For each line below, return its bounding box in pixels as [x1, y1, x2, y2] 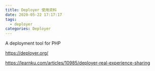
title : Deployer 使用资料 [5, 7, 57, 13]
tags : [5, 17, 17, 22]
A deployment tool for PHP [5, 40, 61, 46]
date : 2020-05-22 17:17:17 [5, 12, 62, 17]
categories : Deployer [5, 26, 51, 31]
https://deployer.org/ [5, 50, 49, 56]
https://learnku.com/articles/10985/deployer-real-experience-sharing [5, 60, 150, 66]
